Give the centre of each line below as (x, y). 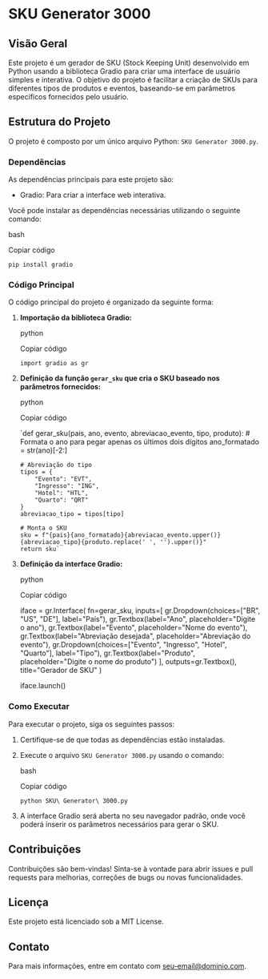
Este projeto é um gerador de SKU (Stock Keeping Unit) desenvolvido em (129, 62)
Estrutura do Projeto (60, 122)
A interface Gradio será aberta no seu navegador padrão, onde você (132, 816)
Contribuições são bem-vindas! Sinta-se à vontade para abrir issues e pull (131, 868)
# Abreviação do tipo (56, 465)
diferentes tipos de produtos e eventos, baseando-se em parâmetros (122, 88)
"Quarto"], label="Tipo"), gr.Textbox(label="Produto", (108, 653)
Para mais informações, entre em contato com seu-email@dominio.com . (127, 966)
